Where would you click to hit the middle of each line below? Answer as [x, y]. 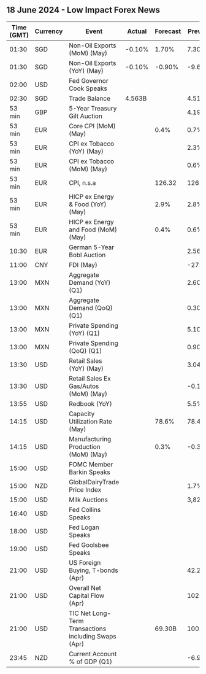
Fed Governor [88, 80]
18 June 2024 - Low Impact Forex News [83, 10]
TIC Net [80, 613]
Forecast [168, 31]
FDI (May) [83, 265]
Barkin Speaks [89, 472]
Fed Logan [84, 527]
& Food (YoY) [87, 204]
